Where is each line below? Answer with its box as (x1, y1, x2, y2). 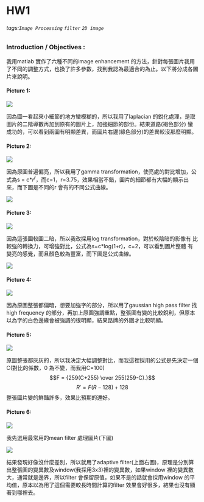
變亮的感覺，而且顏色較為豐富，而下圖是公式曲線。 (6, 250, 135, 257)
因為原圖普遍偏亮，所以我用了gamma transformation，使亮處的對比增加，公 (6, 168, 197, 175)
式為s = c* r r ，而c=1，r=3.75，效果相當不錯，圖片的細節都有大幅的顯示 (6, 175, 184, 183)
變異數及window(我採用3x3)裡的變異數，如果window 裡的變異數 (32, 466, 194, 473)
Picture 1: (6, 87, 30, 94)
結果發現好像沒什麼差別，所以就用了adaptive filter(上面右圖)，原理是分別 (6, 458, 189, 465)
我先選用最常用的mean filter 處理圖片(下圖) (6, 434, 114, 441)
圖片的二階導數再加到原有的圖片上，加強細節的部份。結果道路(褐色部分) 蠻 (6, 120, 194, 128)
